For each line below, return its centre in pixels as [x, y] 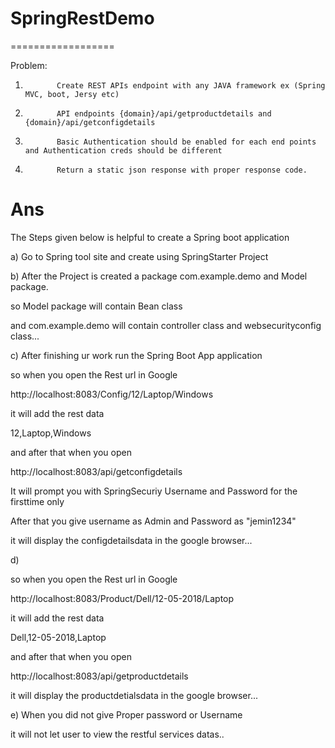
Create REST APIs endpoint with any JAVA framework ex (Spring [191, 85]
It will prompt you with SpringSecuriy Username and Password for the [154, 491]
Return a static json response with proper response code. [182, 170]
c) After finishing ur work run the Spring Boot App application [136, 355]
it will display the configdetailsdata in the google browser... [131, 540]
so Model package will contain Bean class [96, 306]
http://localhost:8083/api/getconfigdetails [96, 471]
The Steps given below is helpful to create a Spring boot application [150, 237]
